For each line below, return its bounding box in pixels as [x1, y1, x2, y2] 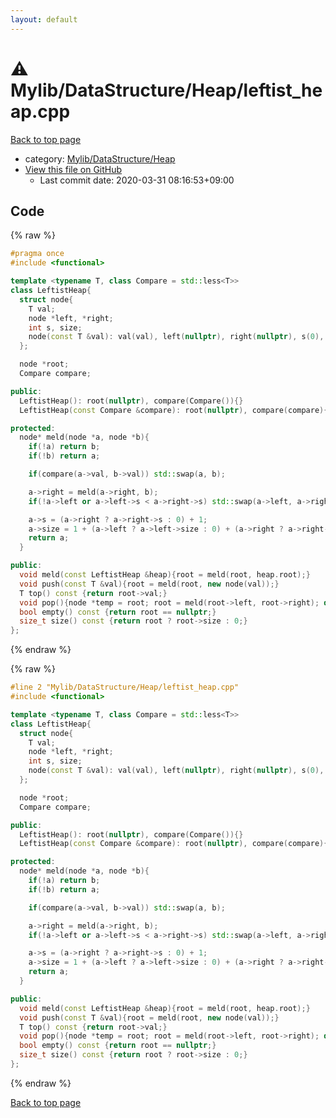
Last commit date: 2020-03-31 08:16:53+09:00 [39, 174, 235, 186]
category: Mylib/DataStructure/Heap [24, 152, 176, 165]
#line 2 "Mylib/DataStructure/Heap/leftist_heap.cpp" [10, 682, 240, 693]
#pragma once [10, 249, 65, 259]
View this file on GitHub [24, 163, 123, 175]
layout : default [10, 14, 78, 25]
